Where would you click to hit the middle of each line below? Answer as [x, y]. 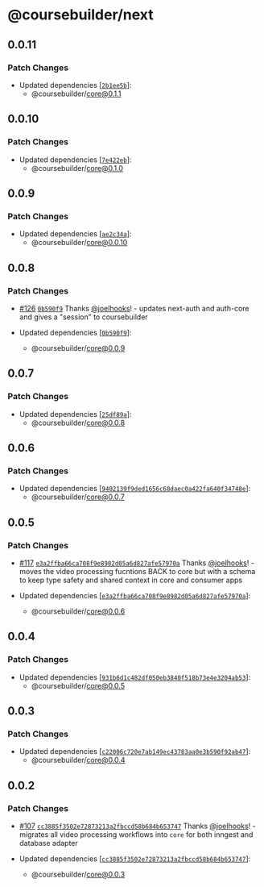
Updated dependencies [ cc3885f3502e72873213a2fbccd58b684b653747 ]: [135, 859]
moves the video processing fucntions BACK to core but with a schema [137, 571]
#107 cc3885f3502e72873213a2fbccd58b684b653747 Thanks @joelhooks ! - [137, 826]
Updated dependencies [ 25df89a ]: [75, 414]
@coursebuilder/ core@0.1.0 [77, 168]
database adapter [48, 843]
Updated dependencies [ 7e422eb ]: [75, 160]
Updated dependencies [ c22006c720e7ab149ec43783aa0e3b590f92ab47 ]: [135, 752]
